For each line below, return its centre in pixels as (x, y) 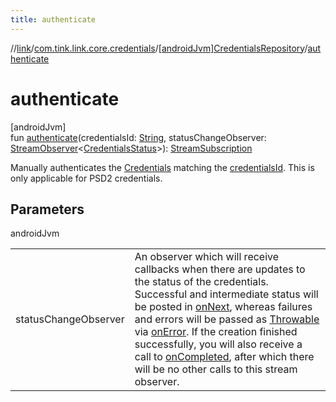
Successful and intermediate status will (226, 294)
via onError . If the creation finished (216, 332)
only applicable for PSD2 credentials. (86, 178)
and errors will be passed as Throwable (227, 319)
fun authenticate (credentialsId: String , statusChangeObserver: (138, 137)
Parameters (47, 209)
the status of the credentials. (201, 282)
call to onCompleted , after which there (224, 357)
